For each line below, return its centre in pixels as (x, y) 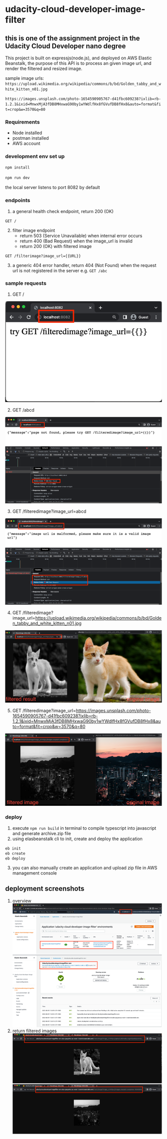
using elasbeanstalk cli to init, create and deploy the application (77, 839)
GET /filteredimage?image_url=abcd (49, 511)
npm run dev (17, 178)
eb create (15, 853)
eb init (13, 848)
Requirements (23, 122)
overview (22, 901)
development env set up (35, 157)
